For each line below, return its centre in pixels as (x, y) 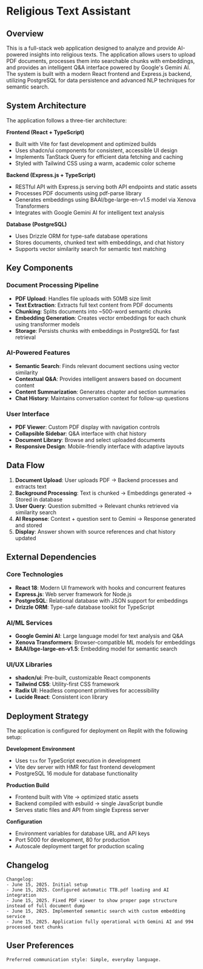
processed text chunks (35, 927)
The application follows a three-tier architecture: (67, 120)
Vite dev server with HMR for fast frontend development (85, 767)
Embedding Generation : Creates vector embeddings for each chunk (101, 318)
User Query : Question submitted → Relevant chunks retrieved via (97, 506)
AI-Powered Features (38, 353)
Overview (25, 34)
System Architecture (46, 106)
